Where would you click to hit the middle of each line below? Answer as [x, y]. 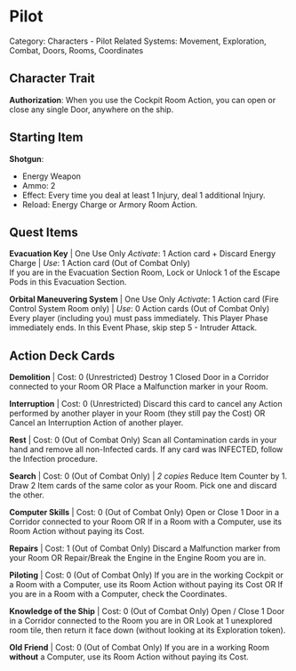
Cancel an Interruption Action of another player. [96, 423]
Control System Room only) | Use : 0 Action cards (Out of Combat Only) [139, 309]
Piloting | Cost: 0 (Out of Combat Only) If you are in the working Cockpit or [147, 575]
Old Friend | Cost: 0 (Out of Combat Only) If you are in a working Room [139, 648]
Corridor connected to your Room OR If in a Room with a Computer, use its [146, 521]
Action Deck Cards [62, 356]
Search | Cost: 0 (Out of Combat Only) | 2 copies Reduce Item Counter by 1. [148, 476]
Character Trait [52, 79]
